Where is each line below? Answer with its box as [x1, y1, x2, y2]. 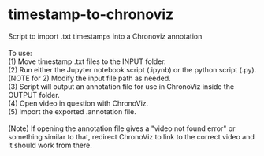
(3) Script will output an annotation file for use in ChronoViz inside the [8, 81, 235, 91]
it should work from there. [8, 140, 92, 150]
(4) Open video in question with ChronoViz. [8, 98, 149, 108]
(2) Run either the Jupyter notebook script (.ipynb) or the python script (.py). [8, 65, 257, 74]
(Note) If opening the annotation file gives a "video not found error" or [8, 124, 236, 133]
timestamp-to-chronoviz [8, 6, 174, 24]
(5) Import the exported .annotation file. [8, 106, 136, 116]
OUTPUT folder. [8, 90, 61, 99]
